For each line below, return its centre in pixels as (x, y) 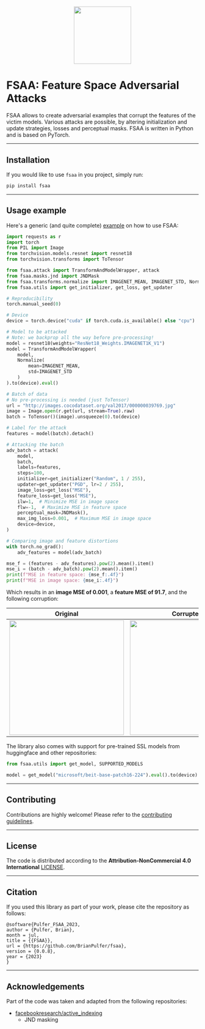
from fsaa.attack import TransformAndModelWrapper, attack (83, 270)
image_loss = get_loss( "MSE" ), (54, 490)
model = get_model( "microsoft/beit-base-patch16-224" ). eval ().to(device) (102, 775)
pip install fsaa (28, 186)
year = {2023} (24, 957)
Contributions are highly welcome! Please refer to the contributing (89, 814)
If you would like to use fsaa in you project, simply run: (75, 174)
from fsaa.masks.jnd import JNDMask (53, 276)
